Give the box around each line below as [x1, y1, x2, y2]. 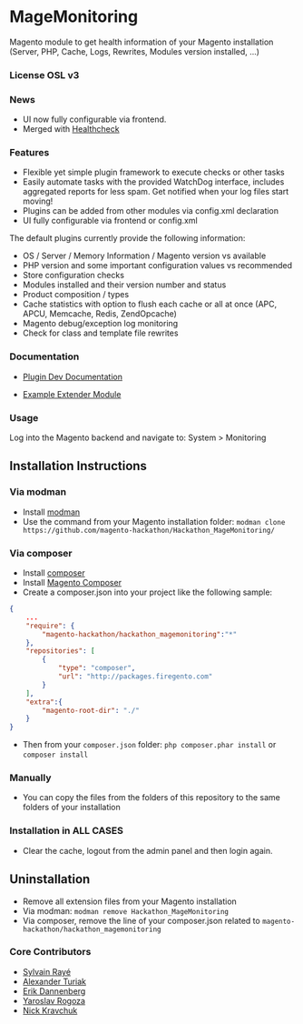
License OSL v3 [9, 68, 80, 81]
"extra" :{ [25, 698, 64, 707]
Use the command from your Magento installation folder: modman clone [22, 516, 286, 527]
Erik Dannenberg [22, 985, 86, 997]
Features [9, 146, 50, 159]
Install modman [22, 507, 81, 517]
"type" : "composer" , [57, 664, 136, 673]
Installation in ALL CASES [9, 825, 124, 838]
